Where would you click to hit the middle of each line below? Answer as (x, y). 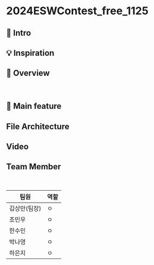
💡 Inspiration (30, 53)
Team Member (34, 167)
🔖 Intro (19, 33)
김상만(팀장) (25, 208)
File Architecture (38, 126)
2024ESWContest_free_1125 (77, 11)
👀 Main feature (34, 106)
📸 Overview (28, 73)
